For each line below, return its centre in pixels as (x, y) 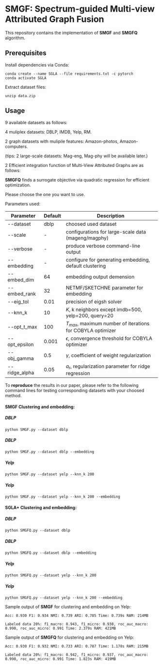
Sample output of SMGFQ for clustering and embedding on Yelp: (70, 637)
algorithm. (15, 38)
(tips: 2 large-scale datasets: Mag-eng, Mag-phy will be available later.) (76, 156)
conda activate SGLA (26, 78)
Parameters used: (23, 204)
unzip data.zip (20, 96)
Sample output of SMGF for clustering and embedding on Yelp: (68, 607)
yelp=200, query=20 (90, 316)
